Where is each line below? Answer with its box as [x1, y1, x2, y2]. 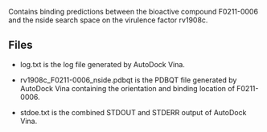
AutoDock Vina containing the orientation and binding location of [19, 83, 236, 93]
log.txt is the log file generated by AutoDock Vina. [19, 59, 185, 69]
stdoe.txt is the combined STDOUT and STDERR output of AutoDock [19, 107, 247, 117]
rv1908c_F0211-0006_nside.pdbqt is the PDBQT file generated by [19, 75, 237, 85]
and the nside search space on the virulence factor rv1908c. [8, 15, 208, 25]
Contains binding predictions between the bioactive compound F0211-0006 [8, 7, 259, 16]
